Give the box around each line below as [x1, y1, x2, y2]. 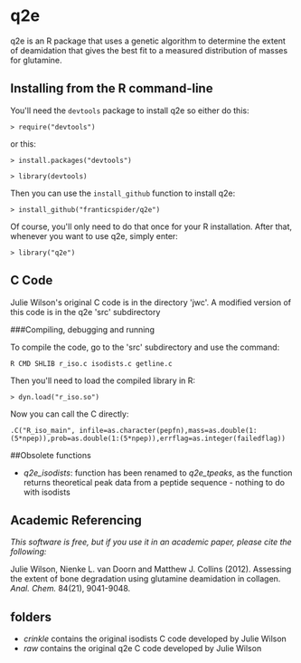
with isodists [23, 486, 71, 497]
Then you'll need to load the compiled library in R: [10, 375, 196, 386]
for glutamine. [10, 54, 62, 65]
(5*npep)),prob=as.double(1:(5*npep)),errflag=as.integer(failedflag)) [10, 434, 286, 443]
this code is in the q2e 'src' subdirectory [10, 306, 161, 317]
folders [10, 609, 52, 625]
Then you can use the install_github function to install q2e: [10, 187, 236, 198]
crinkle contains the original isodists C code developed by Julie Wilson [23, 633, 287, 644]
